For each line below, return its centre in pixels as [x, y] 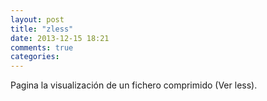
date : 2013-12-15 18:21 [60, 38]
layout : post [37, 19]
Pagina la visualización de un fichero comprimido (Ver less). [134, 85]
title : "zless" [42, 29]
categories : [35, 57]
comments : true [42, 47]
